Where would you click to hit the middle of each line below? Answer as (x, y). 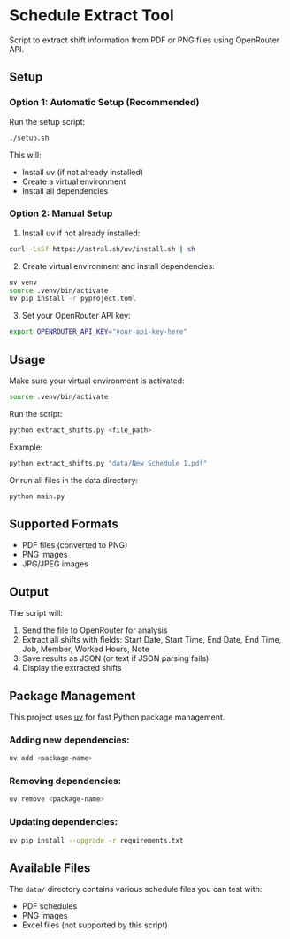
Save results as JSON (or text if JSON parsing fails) (115, 658)
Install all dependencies (65, 190)
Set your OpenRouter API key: (76, 316)
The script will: (36, 613)
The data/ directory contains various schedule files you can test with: (136, 889)
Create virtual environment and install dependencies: (118, 266)
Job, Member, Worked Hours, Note (86, 649)
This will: (25, 155)
